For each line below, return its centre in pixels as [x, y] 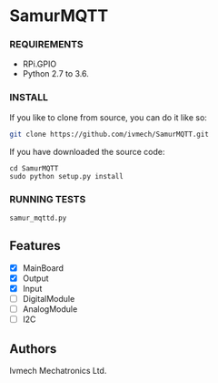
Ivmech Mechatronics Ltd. [58, 370]
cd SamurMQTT [34, 168]
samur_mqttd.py [38, 218]
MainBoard [43, 268]
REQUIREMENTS [46, 45]
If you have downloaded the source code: [87, 151]
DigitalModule [49, 298]
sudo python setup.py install [67, 176]
